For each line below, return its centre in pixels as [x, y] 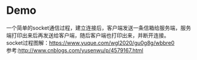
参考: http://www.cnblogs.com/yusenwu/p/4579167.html [75, 50]
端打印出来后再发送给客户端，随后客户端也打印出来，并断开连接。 [88, 35]
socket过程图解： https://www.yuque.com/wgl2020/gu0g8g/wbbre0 [90, 43]
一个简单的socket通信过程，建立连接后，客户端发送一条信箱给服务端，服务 [98, 28]
